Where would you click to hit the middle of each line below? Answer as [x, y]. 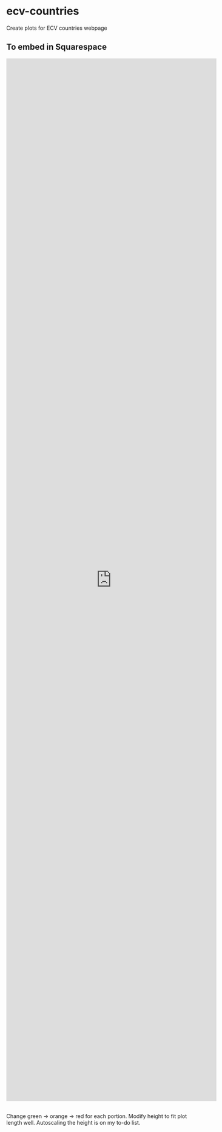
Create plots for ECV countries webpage [57, 28]
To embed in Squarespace [57, 47]
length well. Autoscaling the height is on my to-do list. [73, 1122]
